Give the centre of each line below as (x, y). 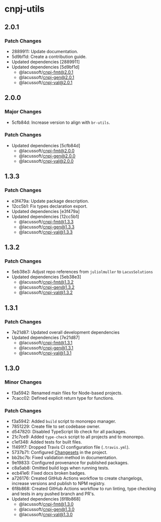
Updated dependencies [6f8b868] (46, 499)
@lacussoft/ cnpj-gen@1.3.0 (47, 509)
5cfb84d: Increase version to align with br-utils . (61, 122)
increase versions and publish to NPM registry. (58, 483)
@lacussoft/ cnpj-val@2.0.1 (45, 82)
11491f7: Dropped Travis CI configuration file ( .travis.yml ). (71, 447)
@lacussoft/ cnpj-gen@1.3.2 (47, 287)
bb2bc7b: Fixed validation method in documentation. (64, 457)
